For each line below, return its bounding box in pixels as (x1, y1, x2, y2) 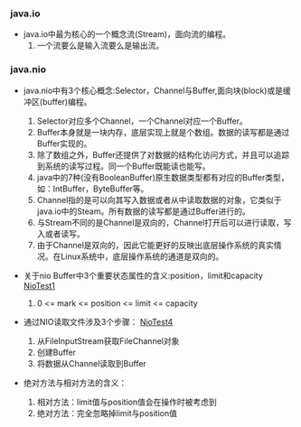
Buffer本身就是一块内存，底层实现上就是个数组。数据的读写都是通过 (36, 126, 290, 137)
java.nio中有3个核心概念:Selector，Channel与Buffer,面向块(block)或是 (23, 85, 284, 96)
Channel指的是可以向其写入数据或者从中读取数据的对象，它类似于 (36, 194, 283, 205)
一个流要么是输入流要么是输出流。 (36, 40, 165, 51)
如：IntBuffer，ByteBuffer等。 (36, 183, 149, 194)
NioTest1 (23, 280, 55, 291)
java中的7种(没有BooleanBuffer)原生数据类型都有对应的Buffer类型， (36, 172, 289, 182)
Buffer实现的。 (36, 138, 92, 149)
